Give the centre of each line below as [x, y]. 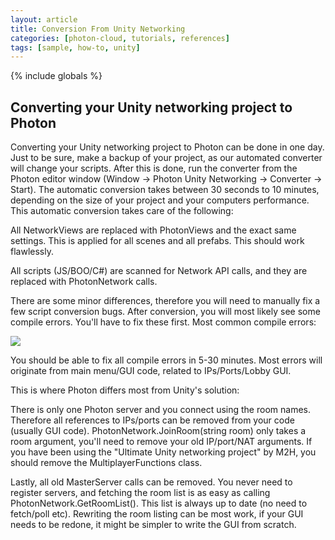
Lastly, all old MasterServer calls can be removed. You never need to [151, 482]
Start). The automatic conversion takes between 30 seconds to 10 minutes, [165, 190]
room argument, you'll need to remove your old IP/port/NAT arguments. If [161, 442]
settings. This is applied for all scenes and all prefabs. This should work [157, 241]
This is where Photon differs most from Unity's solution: [125, 390]
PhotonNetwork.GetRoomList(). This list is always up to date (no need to [159, 503]
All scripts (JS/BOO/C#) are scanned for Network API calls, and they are [159, 271]
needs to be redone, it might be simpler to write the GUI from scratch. [153, 525]
